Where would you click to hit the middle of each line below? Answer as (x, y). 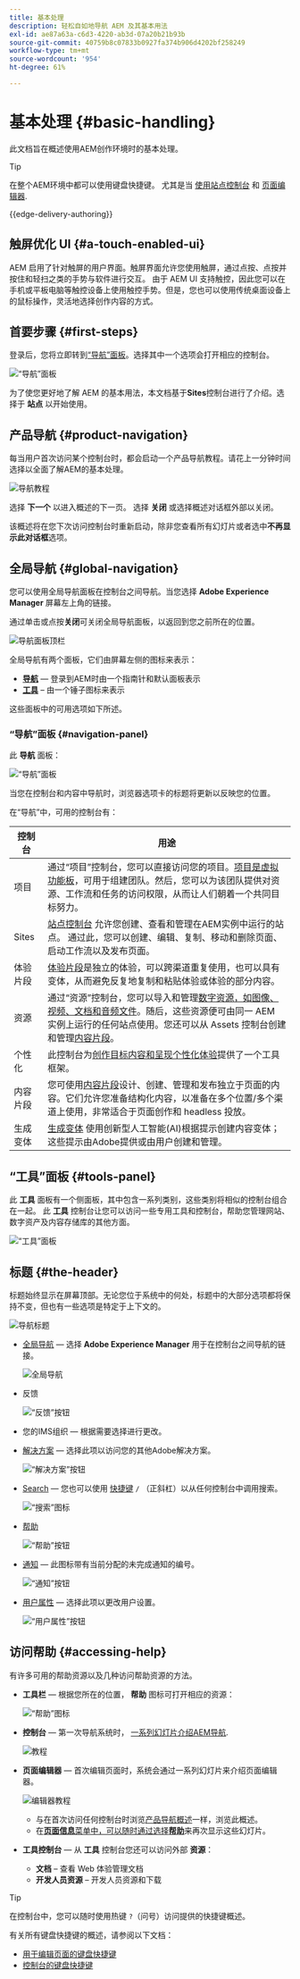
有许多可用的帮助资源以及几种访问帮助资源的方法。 (103, 1675)
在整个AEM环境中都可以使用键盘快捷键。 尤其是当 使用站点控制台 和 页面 (144, 185)
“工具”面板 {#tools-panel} (83, 1176)
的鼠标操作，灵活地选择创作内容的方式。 (83, 301)
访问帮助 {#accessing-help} (88, 1652)
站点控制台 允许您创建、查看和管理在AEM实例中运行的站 (166, 924)
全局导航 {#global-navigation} (94, 568)
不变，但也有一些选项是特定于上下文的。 (91, 1306)
